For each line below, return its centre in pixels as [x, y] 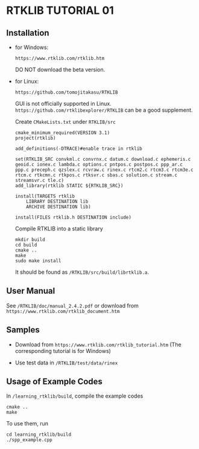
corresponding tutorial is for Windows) [63, 350]
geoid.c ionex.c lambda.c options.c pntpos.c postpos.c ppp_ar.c [99, 164]
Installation [28, 33]
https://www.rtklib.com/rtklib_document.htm [63, 311]
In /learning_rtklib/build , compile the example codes [75, 396]
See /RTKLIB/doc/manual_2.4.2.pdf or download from [72, 305]
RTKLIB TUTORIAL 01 [60, 11]
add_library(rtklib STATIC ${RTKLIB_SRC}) [69, 186]
